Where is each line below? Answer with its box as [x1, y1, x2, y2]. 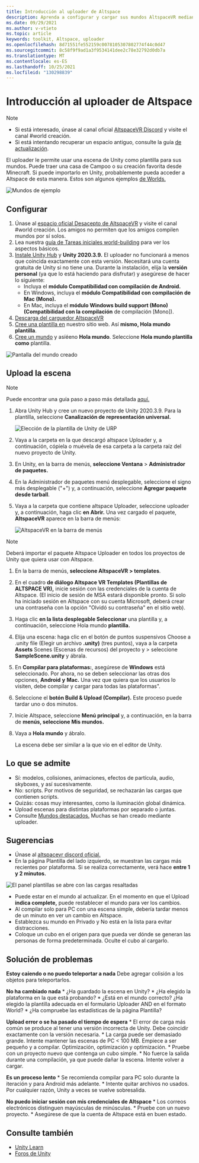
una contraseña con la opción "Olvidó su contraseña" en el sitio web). [14, 603, 185, 611]
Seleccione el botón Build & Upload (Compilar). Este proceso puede [14, 694, 182, 701]
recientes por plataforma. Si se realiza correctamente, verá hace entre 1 [14, 864, 191, 871]
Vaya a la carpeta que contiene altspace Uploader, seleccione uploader [14, 502, 190, 509]
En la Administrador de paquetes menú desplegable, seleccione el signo [14, 478, 191, 485]
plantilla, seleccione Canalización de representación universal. [14, 413, 171, 420]
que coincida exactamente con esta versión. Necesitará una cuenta [14, 258, 179, 265]
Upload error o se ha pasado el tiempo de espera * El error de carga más [6, 1018, 186, 1025]
